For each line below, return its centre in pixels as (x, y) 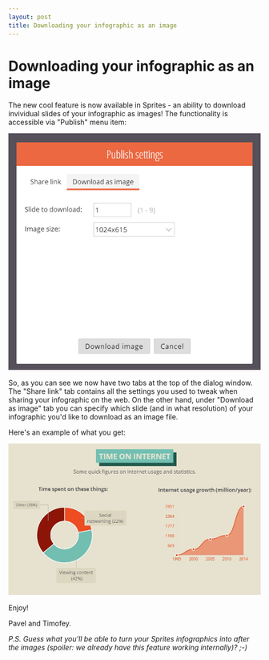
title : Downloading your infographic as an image (93, 25)
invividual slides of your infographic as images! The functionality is (118, 114)
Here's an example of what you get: (67, 432)
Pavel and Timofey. (40, 624)
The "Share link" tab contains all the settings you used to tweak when (123, 391)
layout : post (30, 17)
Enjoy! (19, 608)
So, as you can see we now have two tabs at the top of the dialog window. (130, 383)
